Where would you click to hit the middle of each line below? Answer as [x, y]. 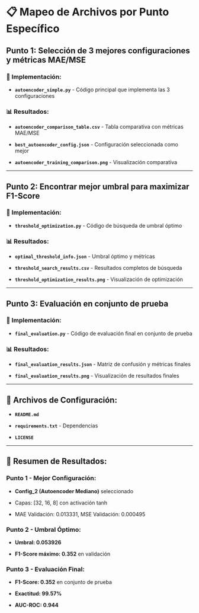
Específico [33, 29]
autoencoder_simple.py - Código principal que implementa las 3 [92, 90]
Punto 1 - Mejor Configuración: [51, 478]
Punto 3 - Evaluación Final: [45, 569]
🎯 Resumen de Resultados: [57, 462]
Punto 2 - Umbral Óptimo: [44, 529]
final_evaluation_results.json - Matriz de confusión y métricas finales [103, 364]
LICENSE [24, 438]
